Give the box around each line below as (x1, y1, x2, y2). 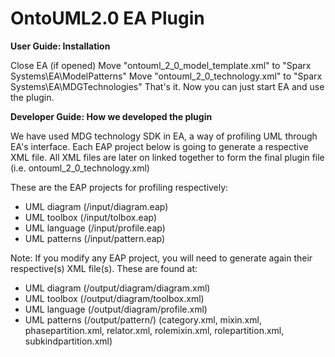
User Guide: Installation (10, 40, 111, 52)
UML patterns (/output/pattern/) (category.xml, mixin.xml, (24, 313, 262, 326)
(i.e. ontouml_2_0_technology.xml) (10, 162, 150, 174)
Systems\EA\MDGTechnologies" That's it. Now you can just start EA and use (10, 80, 325, 92)
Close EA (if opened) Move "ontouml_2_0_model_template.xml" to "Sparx (10, 59, 312, 71)
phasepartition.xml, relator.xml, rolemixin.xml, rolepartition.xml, (24, 324, 285, 336)
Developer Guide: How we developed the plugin (10, 110, 213, 122)
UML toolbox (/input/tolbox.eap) (24, 211, 158, 223)
